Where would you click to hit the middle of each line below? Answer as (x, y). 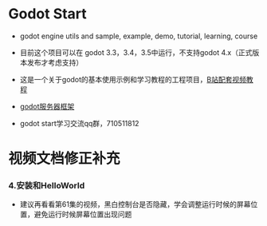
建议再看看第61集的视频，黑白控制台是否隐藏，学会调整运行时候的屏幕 (135, 204)
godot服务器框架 (47, 106)
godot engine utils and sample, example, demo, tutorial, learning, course (139, 36)
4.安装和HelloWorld (47, 186)
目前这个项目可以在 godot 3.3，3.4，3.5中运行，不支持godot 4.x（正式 (136, 52)
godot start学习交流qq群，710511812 (79, 123)
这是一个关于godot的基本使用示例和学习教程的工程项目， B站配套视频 (133, 79)
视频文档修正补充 (65, 159)
